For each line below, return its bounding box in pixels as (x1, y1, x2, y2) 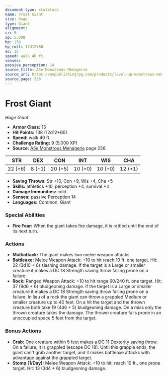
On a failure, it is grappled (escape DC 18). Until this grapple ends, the (12, 344, 156, 350)
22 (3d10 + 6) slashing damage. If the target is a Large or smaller (12, 262, 146, 268)
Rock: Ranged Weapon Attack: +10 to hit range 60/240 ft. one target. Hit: (12, 278, 163, 284)
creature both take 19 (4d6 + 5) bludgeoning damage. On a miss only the (12, 304, 162, 310)
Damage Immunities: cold (12, 188, 67, 194)
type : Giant (5, 21, 30, 26)
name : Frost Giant (5, 12, 43, 17)
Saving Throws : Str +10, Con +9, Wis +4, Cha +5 (12, 178, 113, 184)
